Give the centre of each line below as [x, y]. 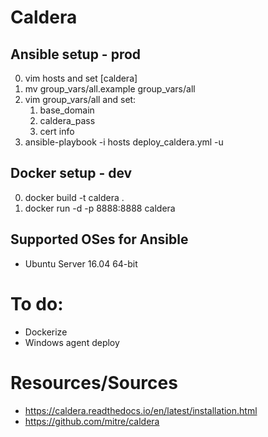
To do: [37, 303]
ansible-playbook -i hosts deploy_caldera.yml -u [124, 142]
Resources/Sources [94, 382]
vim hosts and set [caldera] [81, 78]
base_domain [67, 110]
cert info [57, 131]
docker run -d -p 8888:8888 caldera [100, 208]
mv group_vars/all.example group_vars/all [110, 89]
